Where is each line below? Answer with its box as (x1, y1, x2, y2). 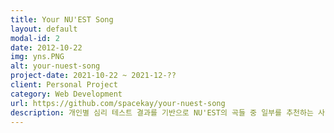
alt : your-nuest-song (10, 61, 101, 71)
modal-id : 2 (10, 33, 60, 43)
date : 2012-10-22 (10, 42, 83, 53)
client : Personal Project (10, 80, 118, 90)
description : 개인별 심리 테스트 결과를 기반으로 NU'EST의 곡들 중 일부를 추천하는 (10, 107, 314, 118)
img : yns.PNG (10, 52, 65, 62)
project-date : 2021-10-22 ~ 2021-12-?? (10, 71, 177, 81)
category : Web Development (10, 89, 123, 99)
